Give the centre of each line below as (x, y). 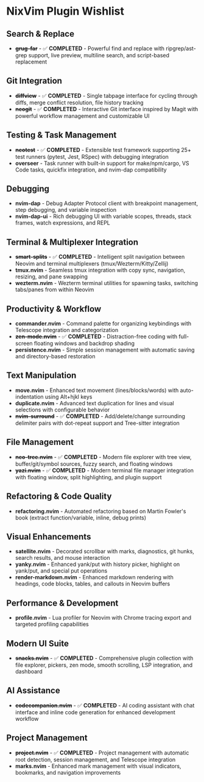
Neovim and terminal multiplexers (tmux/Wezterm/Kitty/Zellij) (92, 264)
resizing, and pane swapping (51, 277)
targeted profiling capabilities (52, 625)
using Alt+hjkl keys (69, 396)
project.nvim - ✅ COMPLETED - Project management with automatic (102, 753)
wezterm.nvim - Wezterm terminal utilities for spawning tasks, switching (107, 283)
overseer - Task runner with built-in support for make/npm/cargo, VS (102, 163)
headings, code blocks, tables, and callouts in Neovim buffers (93, 584)
